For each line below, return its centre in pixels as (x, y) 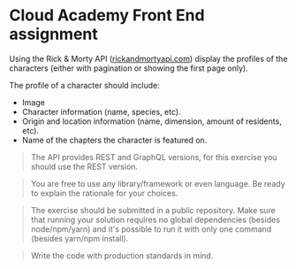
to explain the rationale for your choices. (104, 193)
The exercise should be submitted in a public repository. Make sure (153, 210)
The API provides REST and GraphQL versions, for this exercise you (154, 157)
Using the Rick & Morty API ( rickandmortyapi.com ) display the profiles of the (148, 58)
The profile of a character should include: (85, 85)
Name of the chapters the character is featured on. (114, 140)
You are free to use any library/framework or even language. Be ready (158, 183)
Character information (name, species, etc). (101, 111)
